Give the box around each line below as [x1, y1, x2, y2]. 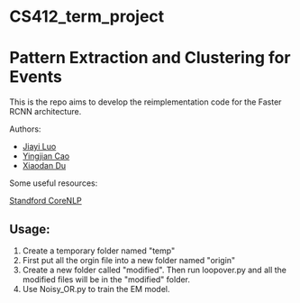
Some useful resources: [9, 178, 98, 188]
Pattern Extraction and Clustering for [9, 48, 291, 69]
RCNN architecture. [9, 106, 82, 117]
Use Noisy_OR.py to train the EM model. [22, 283, 170, 294]
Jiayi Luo [22, 142, 57, 152]
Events [9, 67, 63, 87]
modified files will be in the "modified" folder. [22, 273, 191, 285]
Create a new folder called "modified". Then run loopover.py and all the [22, 264, 286, 275]
